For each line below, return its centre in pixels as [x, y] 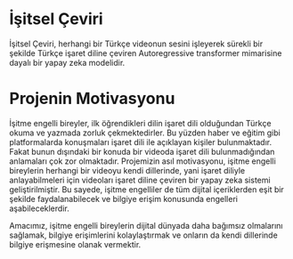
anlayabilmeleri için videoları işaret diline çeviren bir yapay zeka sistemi [140, 180]
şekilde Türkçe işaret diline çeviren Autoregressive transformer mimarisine [146, 53]
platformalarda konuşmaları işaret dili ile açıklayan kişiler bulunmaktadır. [141, 142]
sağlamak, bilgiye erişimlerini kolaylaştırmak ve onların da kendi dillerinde [143, 235]
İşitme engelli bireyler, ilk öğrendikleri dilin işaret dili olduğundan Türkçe [140, 123]
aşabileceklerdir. [39, 208]
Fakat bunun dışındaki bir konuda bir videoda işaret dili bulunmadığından [142, 151]
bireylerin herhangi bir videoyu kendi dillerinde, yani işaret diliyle [127, 170]
